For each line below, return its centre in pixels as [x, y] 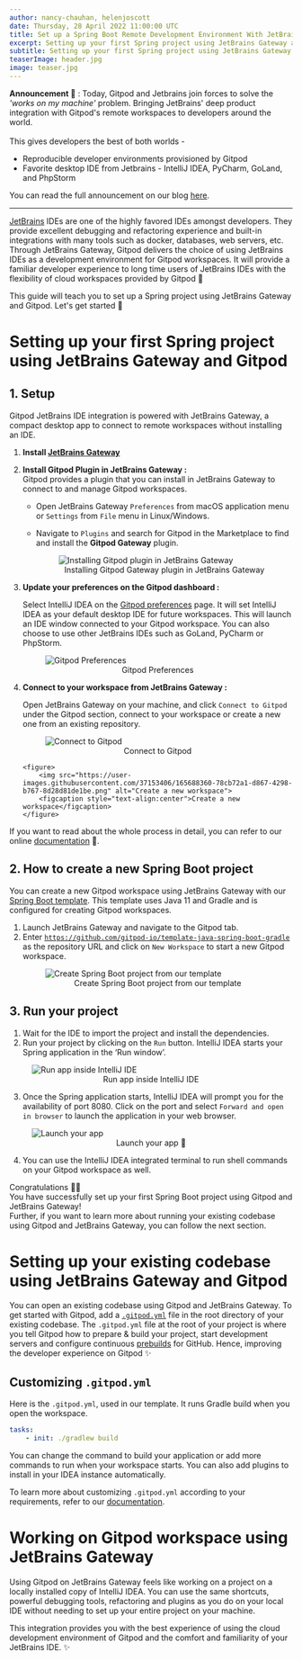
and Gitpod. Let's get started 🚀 [66, 305]
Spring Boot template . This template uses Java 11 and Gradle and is [133, 900]
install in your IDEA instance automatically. [88, 1475]
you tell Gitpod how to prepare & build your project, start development [138, 1334]
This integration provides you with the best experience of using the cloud [145, 1628]
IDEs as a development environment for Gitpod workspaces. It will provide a [150, 259]
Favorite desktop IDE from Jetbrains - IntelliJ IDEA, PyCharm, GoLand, [152, 168]
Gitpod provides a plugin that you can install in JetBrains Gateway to [149, 479]
